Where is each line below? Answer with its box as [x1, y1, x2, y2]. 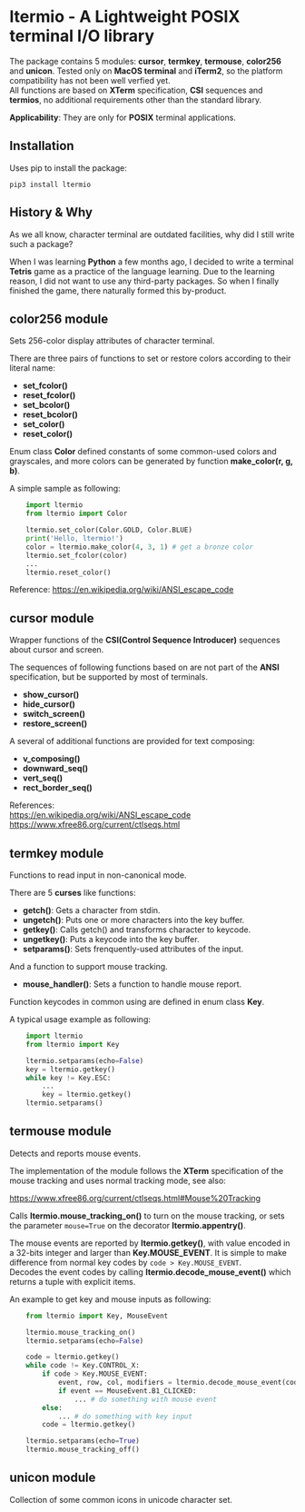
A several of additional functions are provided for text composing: [9, 736, 256, 747]
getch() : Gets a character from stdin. [22, 905, 161, 915]
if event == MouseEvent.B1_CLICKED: [57, 1386, 197, 1396]
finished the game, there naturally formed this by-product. [9, 284, 227, 296]
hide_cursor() [22, 699, 75, 710]
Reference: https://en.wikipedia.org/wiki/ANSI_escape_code [9, 584, 234, 595]
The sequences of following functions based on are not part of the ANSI [9, 661, 280, 673]
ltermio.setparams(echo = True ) [25, 1437, 141, 1446]
